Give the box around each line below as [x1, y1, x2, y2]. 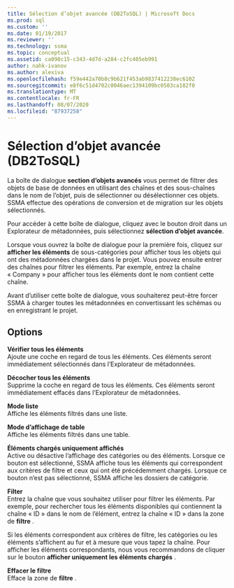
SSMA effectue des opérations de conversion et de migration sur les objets [7, 198, 224, 206]
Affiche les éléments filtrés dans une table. [7, 430, 131, 438]
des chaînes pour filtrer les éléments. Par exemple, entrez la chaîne [7, 262, 201, 271]
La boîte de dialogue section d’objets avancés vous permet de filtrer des [7, 176, 218, 184]
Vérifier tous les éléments [7, 344, 84, 353]
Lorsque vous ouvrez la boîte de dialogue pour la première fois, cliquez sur [7, 240, 223, 248]
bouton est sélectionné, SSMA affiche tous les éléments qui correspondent [7, 458, 224, 467]
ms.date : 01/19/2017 [7, 29, 68, 37]
